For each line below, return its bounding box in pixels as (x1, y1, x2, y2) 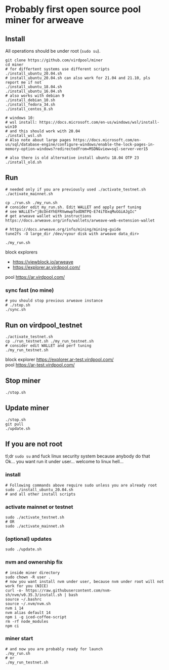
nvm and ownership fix (5, 559, 63, 566)
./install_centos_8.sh (5, 106, 53, 111)
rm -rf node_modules (5, 619, 49, 624)
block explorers (5, 249, 38, 255)
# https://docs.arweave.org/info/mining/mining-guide (5, 227, 121, 232)
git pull (5, 422, 24, 427)
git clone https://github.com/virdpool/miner (5, 58, 103, 63)
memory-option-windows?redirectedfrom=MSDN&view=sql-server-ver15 (5, 146, 148, 152)
